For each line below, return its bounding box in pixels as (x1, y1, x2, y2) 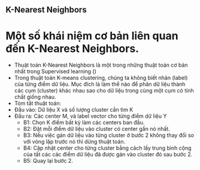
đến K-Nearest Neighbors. (5, 41, 139, 55)
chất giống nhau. (14, 93, 56, 101)
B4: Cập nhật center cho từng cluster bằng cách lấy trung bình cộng (23, 144, 192, 152)
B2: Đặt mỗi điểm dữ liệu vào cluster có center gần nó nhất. (23, 126, 170, 133)
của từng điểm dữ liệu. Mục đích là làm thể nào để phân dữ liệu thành (14, 80, 186, 88)
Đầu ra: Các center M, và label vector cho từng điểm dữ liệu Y (14, 112, 167, 120)
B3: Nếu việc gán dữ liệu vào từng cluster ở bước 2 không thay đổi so (23, 132, 194, 139)
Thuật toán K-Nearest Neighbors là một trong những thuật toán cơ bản (14, 61, 188, 68)
